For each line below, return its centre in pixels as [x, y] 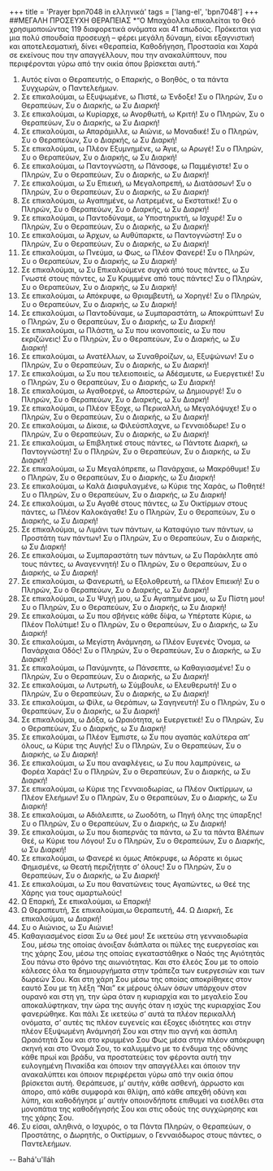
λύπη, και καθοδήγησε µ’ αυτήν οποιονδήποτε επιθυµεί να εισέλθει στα [142, 1100]
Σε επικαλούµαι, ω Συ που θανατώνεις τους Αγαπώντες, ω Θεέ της [135, 884]
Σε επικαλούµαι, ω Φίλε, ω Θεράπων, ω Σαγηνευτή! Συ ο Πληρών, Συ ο [143, 702]
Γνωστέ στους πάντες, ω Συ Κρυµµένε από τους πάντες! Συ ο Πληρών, [142, 278]
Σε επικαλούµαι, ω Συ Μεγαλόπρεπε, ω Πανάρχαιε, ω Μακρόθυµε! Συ [141, 469]
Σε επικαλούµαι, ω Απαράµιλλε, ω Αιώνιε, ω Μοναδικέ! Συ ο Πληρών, [140, 131]
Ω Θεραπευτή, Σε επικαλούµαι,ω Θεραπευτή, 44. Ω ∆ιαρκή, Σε [127, 910]
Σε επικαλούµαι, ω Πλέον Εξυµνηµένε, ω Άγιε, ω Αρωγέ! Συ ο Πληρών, [142, 149]
